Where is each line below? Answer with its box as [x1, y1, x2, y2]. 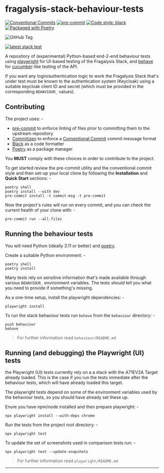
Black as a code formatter [12, 141, 64, 147]
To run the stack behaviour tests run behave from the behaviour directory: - [5, 312, 155, 318]
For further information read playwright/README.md [17, 458, 119, 464]
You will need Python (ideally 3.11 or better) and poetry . [5, 243, 116, 249]
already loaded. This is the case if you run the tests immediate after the [5, 375, 148, 381]
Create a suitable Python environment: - [5, 252, 85, 258]
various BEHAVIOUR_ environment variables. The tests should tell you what [5, 279, 152, 285]
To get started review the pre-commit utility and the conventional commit [5, 165, 152, 171]
